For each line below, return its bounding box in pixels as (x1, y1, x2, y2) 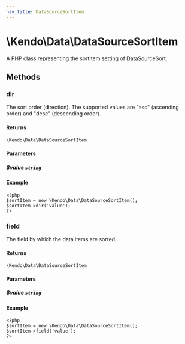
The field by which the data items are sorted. (6, 235, 117, 242)
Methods (6, 72, 41, 82)
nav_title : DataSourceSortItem (6, 8, 84, 15)
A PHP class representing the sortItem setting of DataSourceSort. (6, 55, 168, 62)
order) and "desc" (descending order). (6, 110, 101, 117)
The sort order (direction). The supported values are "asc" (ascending (6, 103, 180, 111)
